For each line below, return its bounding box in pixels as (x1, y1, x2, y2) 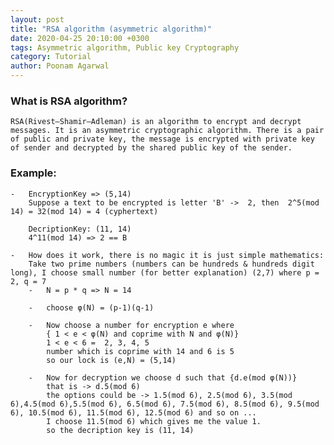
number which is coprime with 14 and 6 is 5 (46, 346, 235, 356)
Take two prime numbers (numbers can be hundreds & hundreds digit (28, 259, 315, 269)
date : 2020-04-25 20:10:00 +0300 (10, 33, 150, 43)
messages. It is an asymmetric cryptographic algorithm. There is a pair (10, 126, 325, 136)
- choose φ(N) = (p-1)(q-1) (28, 302, 155, 313)
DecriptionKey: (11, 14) (28, 224, 132, 234)
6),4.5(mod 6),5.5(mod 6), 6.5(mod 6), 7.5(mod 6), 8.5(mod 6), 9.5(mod (10, 399, 320, 409)
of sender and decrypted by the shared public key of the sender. (10, 143, 293, 153)
